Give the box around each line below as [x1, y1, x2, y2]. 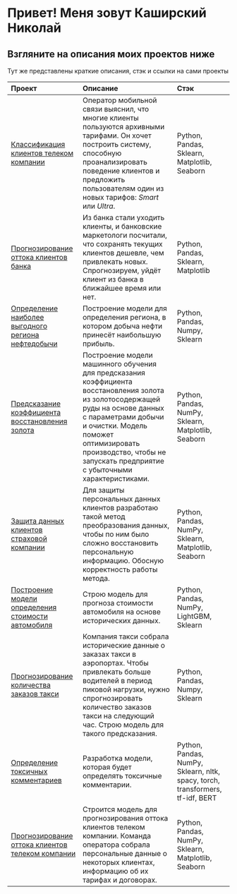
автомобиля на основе [82, 607, 161, 617]
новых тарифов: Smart [82, 193, 159, 202]
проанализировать [82, 157, 148, 167]
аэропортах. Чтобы [82, 658, 150, 668]
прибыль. [82, 339, 115, 349]
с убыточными [82, 465, 133, 474]
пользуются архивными [82, 122, 165, 131]
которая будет [82, 762, 132, 772]
